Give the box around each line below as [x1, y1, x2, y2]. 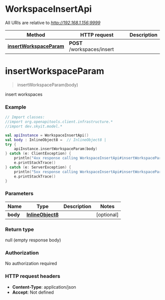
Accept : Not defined [12, 289, 54, 295]
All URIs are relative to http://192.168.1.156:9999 [5, 20, 101, 26]
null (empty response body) [5, 237, 61, 243]
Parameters [5, 190, 33, 197]
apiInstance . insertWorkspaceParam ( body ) [14, 147, 98, 151]
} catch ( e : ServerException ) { [5, 165, 71, 170]
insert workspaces [5, 91, 43, 97]
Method [26, 31, 46, 38]
